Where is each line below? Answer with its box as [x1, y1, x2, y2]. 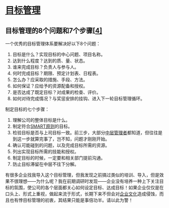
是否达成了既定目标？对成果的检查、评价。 [12, 89, 101, 95]
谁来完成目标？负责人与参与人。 [12, 64, 79, 70]
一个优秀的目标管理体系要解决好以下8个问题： [5, 41, 101, 46]
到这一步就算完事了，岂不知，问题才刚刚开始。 [12, 136, 110, 142]
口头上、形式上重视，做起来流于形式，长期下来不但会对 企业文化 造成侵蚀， [5, 191, 159, 197]
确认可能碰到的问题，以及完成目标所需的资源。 [12, 142, 110, 148]
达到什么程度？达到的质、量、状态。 [12, 58, 88, 64]
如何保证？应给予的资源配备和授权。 [12, 83, 88, 89]
